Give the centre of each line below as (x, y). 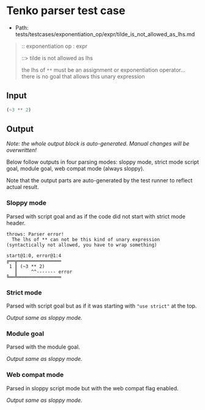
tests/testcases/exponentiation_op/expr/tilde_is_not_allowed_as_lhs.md (105, 34)
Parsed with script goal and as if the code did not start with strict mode (96, 216)
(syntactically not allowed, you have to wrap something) (82, 245)
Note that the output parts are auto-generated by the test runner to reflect (99, 180)
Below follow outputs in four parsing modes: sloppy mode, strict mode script (103, 162)
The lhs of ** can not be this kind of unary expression (86, 239)
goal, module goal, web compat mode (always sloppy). (76, 169)
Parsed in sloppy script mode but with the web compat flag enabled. (92, 388)
